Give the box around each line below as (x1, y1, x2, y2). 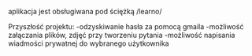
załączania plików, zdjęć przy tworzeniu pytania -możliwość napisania (8, 31, 235, 39)
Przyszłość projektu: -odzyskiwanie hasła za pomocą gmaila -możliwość (8, 22, 244, 31)
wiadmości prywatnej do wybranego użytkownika (8, 39, 169, 48)
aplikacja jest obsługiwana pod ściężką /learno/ (8, 7, 163, 16)
